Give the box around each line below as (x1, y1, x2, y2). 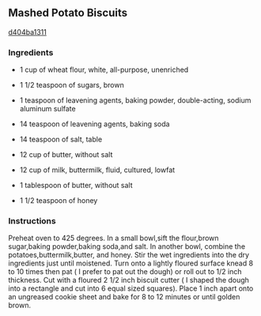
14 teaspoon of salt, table (19, 134, 103, 145)
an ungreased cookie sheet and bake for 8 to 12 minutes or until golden (8, 292, 240, 302)
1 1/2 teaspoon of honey (19, 196, 98, 205)
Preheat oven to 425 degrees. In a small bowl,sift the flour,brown (8, 233, 219, 243)
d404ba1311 (8, 27, 47, 36)
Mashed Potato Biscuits (8, 6, 128, 20)
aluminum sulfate (19, 104, 77, 114)
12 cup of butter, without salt (19, 150, 113, 160)
